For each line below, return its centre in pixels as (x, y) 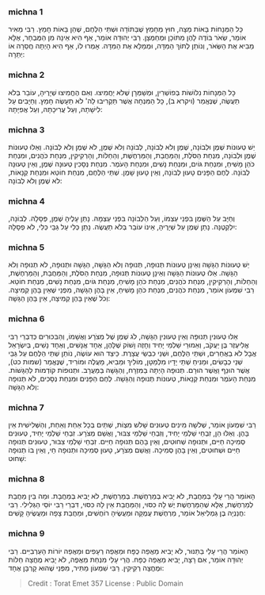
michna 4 (26, 201)
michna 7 (26, 407)
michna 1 (26, 12)
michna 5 (26, 248)
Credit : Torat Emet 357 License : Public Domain (105, 583)
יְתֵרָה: (17, 55)
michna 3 (26, 129)
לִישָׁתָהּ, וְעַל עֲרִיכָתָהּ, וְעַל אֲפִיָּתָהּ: (55, 109)
